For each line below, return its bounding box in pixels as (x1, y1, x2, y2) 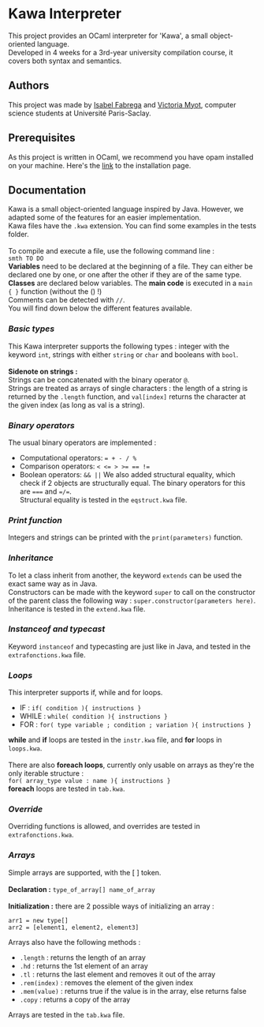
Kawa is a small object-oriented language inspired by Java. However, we (8, 205, 244, 214)
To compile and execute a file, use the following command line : (8, 246, 215, 256)
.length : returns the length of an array (19, 953, 146, 962)
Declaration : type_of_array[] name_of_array (8, 884, 156, 893)
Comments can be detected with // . (8, 295, 125, 305)
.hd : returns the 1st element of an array (19, 961, 148, 970)
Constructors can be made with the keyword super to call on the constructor (8, 587, 256, 596)
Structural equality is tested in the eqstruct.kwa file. (19, 495, 188, 504)
